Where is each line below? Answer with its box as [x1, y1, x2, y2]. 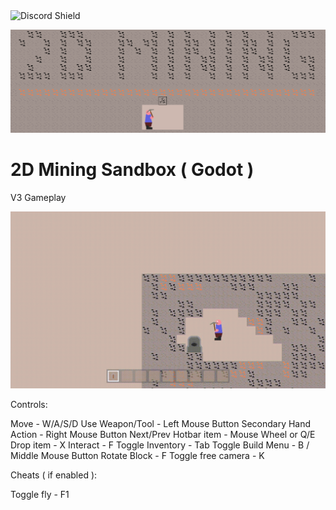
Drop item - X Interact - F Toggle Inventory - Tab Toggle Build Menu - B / [10, 439, 310, 451]
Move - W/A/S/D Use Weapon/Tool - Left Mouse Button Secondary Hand [10, 418, 312, 430]
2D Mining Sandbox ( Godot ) [10, 159, 255, 181]
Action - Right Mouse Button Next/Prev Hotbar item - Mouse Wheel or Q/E [10, 429, 316, 441]
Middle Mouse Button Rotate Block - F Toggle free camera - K [10, 450, 265, 462]
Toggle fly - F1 [10, 489, 70, 501]
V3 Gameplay [10, 191, 67, 203]
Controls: [10, 399, 48, 411]
